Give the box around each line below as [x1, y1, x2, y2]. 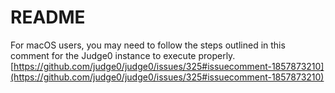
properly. [198, 49, 236, 61]
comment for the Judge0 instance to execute [10, 49, 197, 61]
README [10, 6, 86, 29]
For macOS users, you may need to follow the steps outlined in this [10, 39, 286, 51]
